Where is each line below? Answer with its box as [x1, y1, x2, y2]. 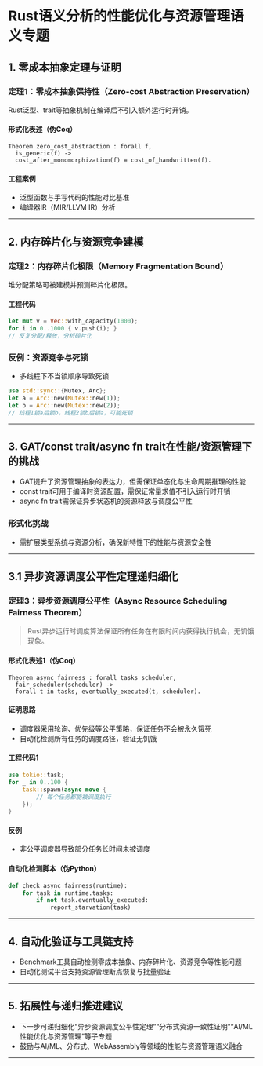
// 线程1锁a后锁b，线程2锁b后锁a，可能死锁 [8, 409, 133, 417]
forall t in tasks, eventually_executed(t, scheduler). [15, 688, 201, 695]
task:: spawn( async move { [22, 786, 107, 794]
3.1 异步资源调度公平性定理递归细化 [8, 570, 178, 583]
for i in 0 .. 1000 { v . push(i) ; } [8, 325, 117, 333]
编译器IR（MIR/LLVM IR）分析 [19, 203, 116, 212]
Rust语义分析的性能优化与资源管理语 [8, 7, 244, 25]
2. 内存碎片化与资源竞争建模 [8, 235, 144, 248]
